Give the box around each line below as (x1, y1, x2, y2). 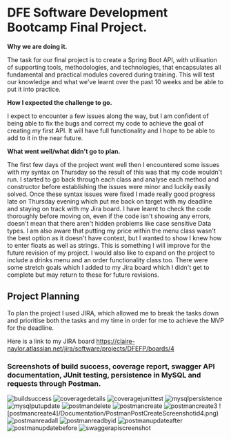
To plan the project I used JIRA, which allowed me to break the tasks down (7, 309, 219, 317)
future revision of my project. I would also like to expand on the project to (7, 248, 215, 257)
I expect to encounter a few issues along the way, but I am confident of (7, 112, 209, 120)
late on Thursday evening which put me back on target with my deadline (7, 197, 212, 205)
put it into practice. (7, 85, 61, 93)
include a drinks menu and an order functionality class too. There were (7, 255, 208, 264)
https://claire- (96, 337, 136, 345)
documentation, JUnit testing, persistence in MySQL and (7, 370, 201, 380)
